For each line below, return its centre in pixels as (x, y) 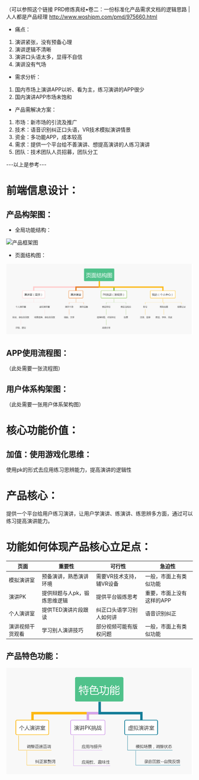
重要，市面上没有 (166, 593)
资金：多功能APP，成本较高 (49, 137)
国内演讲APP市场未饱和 (43, 97)
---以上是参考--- (26, 165)
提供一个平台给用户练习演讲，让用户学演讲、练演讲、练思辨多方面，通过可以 (99, 514)
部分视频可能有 (114, 627)
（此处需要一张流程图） (35, 368)
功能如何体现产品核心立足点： (79, 547)
